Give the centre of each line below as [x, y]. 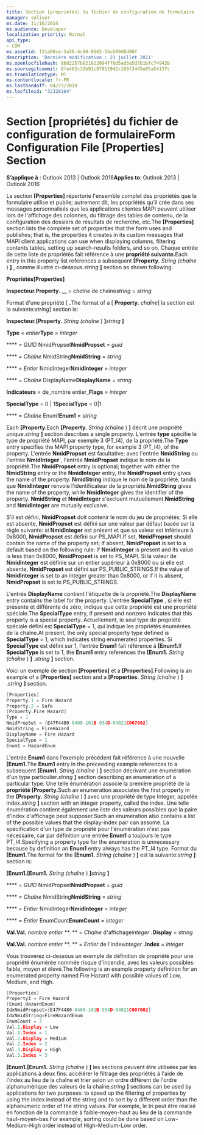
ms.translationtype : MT [37, 74]
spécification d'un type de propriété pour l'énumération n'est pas [88, 829]
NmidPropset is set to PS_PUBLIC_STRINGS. [62, 582]
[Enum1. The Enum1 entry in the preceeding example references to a [92, 764]
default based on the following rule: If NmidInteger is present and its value [100, 549]
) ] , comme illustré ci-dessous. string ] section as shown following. [90, 267]
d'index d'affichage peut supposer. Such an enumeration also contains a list [101, 816]
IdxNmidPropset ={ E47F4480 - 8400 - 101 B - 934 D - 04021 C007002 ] [79, 1010]
